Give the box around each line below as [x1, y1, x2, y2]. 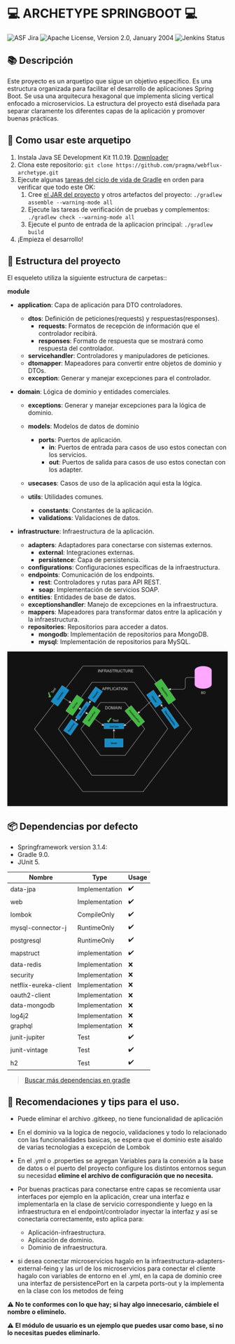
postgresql [10, 936, 41, 945]
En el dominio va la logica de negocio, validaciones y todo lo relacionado [17, 1128, 227, 1137]
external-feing [17, 1264, 59, 1273]
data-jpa [10, 884, 36, 893]
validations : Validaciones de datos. [38, 514, 141, 522]
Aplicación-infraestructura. [27, 1228, 106, 1237]
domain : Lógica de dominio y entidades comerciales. [17, 388, 171, 396]
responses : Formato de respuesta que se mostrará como [38, 337, 204, 345]
